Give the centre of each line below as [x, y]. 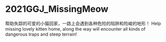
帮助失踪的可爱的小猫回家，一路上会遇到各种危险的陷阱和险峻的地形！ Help [83, 23]
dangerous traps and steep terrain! [41, 34]
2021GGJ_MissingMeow [57, 9]
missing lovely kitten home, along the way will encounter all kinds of [75, 29]
